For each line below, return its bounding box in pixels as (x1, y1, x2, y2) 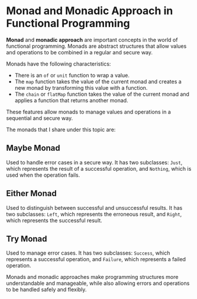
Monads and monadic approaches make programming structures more (6, 274, 179, 281)
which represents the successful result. (6, 217, 102, 224)
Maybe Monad (6, 143, 60, 153)
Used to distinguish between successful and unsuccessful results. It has (6, 204, 183, 211)
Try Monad (6, 233, 47, 243)
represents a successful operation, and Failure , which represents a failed (6, 256, 186, 263)
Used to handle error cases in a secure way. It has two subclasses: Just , (6, 158, 183, 166)
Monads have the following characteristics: (6, 60, 111, 67)
